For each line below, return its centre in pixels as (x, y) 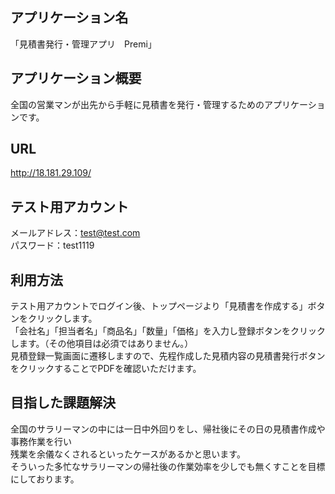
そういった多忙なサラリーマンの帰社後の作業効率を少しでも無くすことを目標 (168, 466)
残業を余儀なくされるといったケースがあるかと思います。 (128, 454)
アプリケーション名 (69, 18)
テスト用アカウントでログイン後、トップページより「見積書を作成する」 (159, 306)
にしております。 (45, 479)
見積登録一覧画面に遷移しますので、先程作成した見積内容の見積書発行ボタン (168, 356)
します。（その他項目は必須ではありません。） (102, 344)
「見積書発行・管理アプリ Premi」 (83, 44)
